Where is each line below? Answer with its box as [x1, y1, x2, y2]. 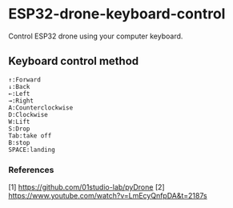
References [8, 164, 54, 175]
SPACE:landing [8, 146, 56, 154]
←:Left [8, 90, 30, 98]
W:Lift [8, 118, 30, 126]
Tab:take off [8, 131, 52, 140]
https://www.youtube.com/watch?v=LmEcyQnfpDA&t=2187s [8, 191, 207, 201]
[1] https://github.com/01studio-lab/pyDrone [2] [8, 182, 166, 192]
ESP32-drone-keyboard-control [8, 5, 226, 23]
